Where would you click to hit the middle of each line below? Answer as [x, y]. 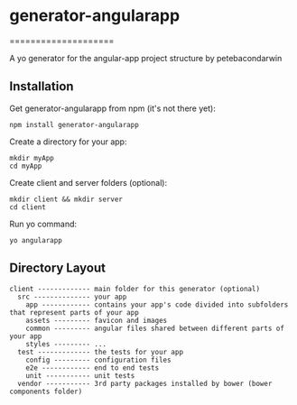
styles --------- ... [66, 344]
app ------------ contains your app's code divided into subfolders [157, 304]
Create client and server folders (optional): [88, 182]
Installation [42, 87]
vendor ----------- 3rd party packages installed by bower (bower [145, 383]
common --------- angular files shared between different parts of [155, 328]
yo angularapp [36, 240]
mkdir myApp [32, 158]
